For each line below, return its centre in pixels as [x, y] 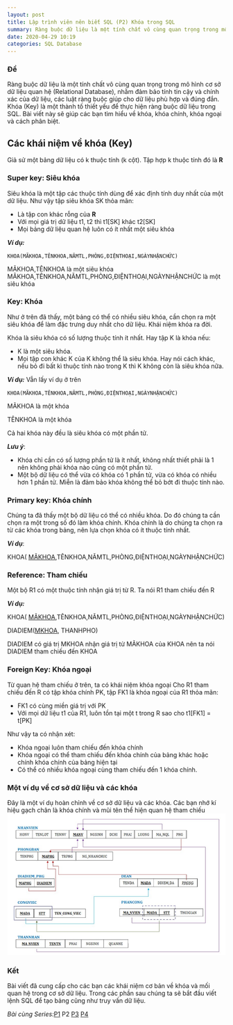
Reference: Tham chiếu [48, 575]
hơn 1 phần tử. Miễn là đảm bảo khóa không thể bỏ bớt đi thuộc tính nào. [121, 482]
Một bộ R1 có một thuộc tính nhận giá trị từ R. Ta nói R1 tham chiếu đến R [111, 590]
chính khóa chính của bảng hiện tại [67, 762]
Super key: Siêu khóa [44, 178]
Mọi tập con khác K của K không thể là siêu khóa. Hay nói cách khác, [116, 358]
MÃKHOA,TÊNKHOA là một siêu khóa [61, 269]
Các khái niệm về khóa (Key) [70, 143]
